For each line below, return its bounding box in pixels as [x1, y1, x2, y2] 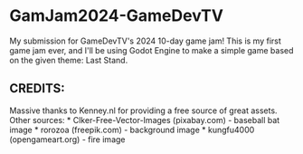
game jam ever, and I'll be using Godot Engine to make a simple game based [9, 44, 294, 55]
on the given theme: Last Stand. [9, 54, 128, 65]
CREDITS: [9, 81, 65, 96]
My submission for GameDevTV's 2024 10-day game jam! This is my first [9, 35, 282, 46]
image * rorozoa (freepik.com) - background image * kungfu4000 [9, 124, 255, 135]
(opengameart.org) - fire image [9, 133, 126, 145]
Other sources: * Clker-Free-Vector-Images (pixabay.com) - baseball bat [9, 114, 280, 125]
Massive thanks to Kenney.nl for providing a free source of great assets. [9, 105, 278, 116]
